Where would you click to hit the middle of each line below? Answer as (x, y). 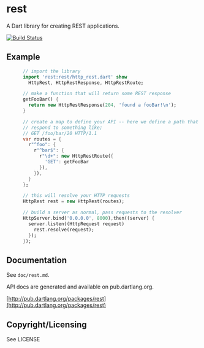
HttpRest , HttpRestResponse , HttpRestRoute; (86, 83)
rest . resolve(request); (64, 230)
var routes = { (42, 139)
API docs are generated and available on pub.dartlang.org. (80, 287)
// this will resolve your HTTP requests (76, 196)
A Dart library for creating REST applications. (63, 26)
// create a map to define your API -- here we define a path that (111, 122)
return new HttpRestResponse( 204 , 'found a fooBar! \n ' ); (102, 105)
